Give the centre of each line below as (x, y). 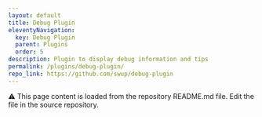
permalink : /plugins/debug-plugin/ (66, 67)
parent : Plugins (42, 45)
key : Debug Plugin (45, 37)
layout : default (35, 15)
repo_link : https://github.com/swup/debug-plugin (91, 74)
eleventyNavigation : (42, 30)
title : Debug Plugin (42, 23)
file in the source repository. (54, 104)
